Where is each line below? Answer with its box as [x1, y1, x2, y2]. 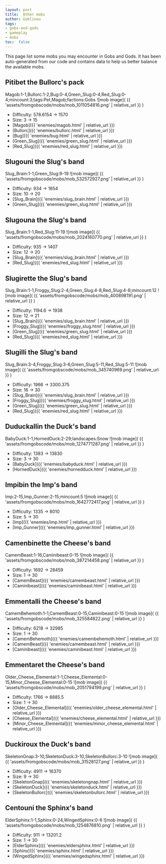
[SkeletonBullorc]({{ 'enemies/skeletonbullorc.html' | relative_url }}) [12, 789, 150, 795]
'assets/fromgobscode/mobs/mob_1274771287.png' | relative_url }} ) [5, 440, 145, 447]
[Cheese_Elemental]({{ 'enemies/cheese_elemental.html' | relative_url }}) [12, 715, 161, 721]
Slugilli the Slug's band [5, 348, 78, 357]
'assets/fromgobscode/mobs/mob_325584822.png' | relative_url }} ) [5, 616, 145, 622]
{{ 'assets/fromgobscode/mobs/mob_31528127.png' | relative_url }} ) [5, 758, 145, 765]
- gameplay [5, 30, 28, 35]
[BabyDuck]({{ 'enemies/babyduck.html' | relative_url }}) [12, 461, 128, 467]
